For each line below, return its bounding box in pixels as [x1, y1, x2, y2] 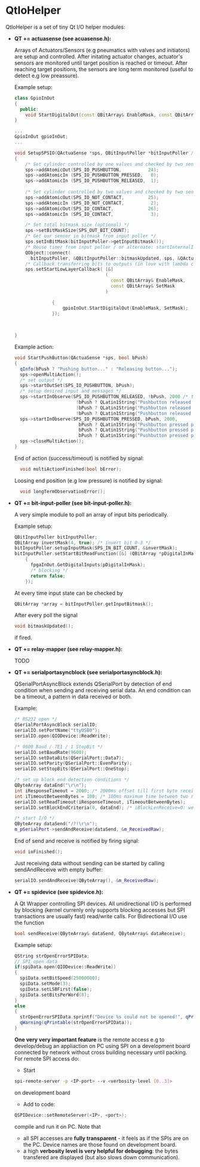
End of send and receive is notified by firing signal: [14, 838, 140, 845]
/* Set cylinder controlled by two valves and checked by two [25, 189, 183, 195]
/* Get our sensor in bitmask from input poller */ [25, 233, 156, 239]
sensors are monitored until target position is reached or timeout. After [14, 59, 188, 66]
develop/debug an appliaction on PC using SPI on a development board [14, 1042, 190, 1049]
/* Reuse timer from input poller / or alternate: [25, 244, 154, 250]
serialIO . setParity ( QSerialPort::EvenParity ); [14, 760, 133, 766]
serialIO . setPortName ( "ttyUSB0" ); [14, 728, 100, 734]
